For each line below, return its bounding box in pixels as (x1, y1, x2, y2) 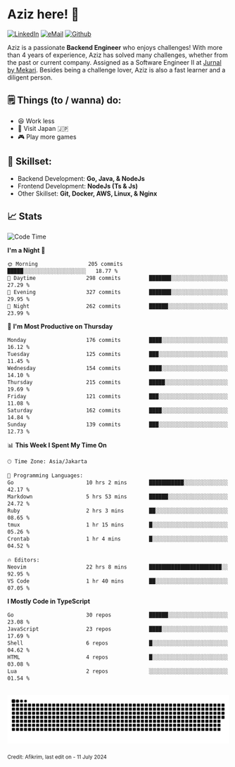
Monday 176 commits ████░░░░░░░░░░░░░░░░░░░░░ (7, 337, 229, 344)
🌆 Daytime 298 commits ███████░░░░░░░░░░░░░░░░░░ (7, 274, 229, 282)
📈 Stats (7, 210, 43, 222)
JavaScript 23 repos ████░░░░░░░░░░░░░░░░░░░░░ (7, 626, 229, 633)
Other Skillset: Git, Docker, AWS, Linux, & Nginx (17, 189, 158, 198)
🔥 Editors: (7, 557, 40, 564)
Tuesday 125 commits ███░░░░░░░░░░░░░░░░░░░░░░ (7, 351, 229, 358)
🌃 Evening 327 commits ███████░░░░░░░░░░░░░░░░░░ (7, 289, 229, 296)
